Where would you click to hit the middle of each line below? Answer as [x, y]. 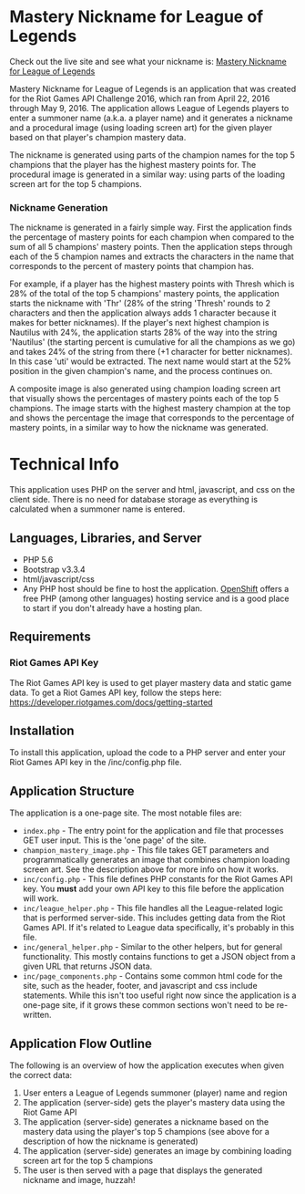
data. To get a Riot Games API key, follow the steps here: [116, 692]
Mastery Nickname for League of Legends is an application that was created [153, 88]
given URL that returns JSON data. [87, 966]
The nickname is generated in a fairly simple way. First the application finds [151, 228]
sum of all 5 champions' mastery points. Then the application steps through [151, 247]
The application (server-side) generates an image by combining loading [157, 1151]
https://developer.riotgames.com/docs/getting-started [111, 702]
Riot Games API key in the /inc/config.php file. [96, 763]
